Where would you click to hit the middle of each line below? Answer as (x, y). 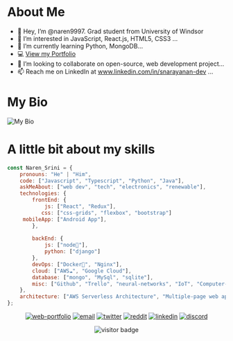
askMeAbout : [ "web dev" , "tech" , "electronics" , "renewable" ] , (113, 187)
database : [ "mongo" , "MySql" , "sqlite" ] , (93, 277)
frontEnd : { (50, 200)
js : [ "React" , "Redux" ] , (80, 207)
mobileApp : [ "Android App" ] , (65, 219)
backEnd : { (48, 239)
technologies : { (43, 194)
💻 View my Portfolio (46, 53)
